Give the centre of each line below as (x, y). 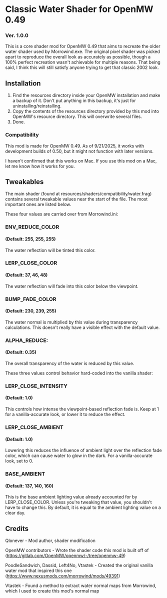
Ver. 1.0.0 (17, 35)
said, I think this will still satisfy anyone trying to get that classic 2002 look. (82, 67)
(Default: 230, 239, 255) (31, 311)
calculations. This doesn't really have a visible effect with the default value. (82, 327)
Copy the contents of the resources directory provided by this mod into (85, 111)
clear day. (15, 513)
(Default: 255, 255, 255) (30, 239)
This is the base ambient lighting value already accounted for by (71, 497)
